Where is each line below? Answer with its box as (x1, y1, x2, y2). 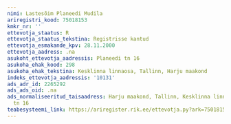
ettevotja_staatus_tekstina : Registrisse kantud (7, 36, 149, 43)
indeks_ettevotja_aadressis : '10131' (7, 74, 115, 81)
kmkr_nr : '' (7, 23, 41, 30)
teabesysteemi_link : (7, 106, 67, 113)
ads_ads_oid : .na (7, 87, 57, 94)
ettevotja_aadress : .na (7, 49, 76, 56)
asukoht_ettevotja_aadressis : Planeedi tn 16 (7, 55, 140, 62)
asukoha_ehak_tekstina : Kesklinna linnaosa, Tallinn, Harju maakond (7, 68, 208, 74)
